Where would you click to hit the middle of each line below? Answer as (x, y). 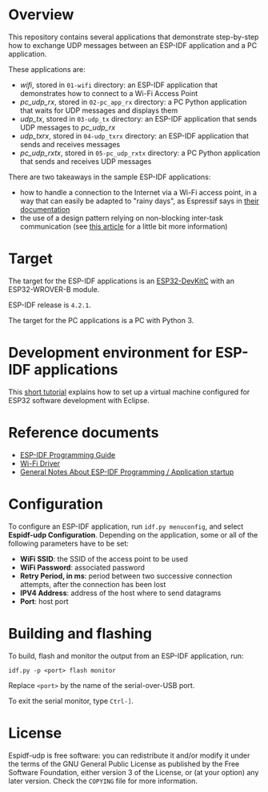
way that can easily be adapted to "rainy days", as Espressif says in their (140, 201)
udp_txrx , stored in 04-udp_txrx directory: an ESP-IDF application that (134, 136)
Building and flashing (80, 633)
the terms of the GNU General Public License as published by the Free (124, 764)
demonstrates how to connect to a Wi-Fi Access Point (109, 93)
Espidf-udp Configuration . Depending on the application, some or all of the (133, 534)
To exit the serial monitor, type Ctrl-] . (71, 701)
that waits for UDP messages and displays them (99, 110)
